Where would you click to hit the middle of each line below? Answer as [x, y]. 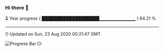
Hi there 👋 [17, 8]
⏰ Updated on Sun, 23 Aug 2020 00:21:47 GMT [53, 34]
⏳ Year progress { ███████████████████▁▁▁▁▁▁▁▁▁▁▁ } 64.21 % [81, 18]
